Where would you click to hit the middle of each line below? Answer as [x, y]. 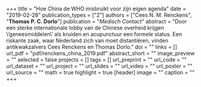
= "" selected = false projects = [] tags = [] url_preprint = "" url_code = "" [97, 60]
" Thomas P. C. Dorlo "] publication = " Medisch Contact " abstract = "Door [97, 21]
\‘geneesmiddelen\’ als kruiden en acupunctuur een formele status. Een [94, 34]
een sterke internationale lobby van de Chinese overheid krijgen [85, 28]
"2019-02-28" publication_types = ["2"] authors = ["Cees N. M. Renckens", [99, 15]
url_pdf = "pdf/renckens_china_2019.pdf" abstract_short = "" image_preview [100, 53]
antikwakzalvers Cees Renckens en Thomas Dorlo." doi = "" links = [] [92, 47]
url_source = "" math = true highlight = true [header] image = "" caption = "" [100, 72]
